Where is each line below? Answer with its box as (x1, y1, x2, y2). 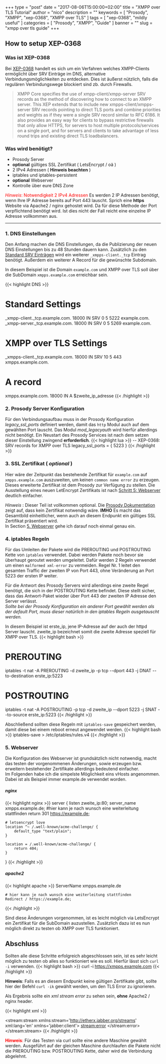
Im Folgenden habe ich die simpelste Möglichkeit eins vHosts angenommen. (5, 771, 160, 777)
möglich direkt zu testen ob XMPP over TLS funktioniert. (5, 926, 120, 932)
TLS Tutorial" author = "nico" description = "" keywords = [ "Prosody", (5, 9, 148, 15)
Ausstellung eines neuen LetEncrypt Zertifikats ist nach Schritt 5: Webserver (5, 487, 161, 493)
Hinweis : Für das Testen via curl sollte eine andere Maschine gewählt (5, 1037, 147, 1043)
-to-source (5, 711, 27, 718)
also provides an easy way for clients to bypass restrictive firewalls (17, 117, 154, 123)
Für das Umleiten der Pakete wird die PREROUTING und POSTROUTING (5, 546, 151, 552)
